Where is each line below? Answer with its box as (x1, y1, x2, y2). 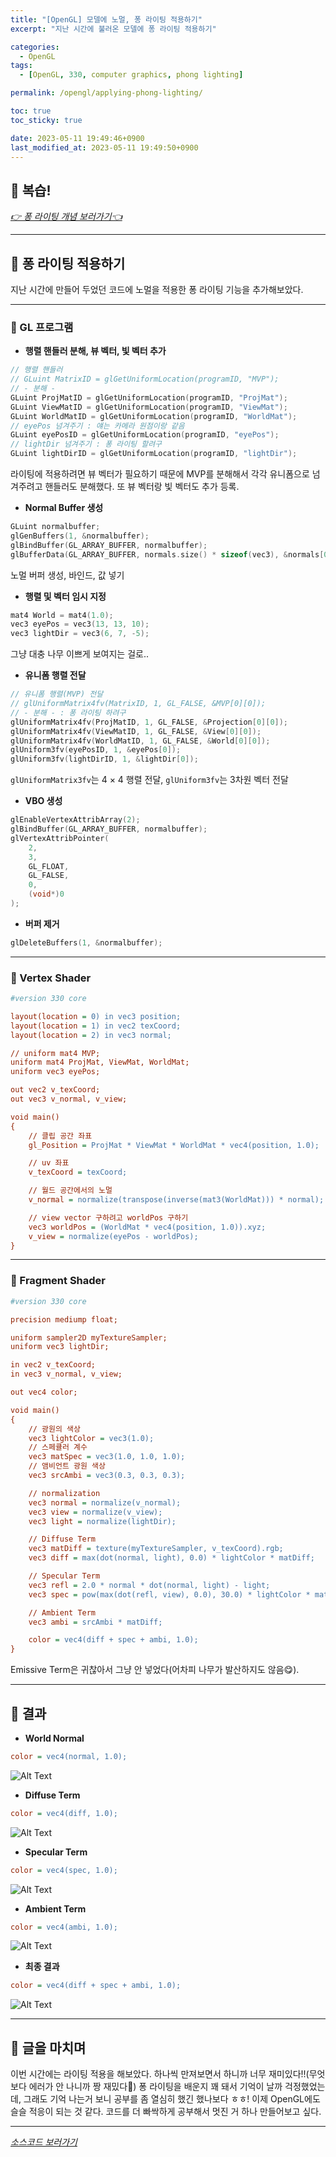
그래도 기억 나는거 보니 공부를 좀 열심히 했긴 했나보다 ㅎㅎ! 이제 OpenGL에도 (23, 2093, 321, 2105)
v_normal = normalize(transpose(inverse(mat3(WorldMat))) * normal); (28, 1195, 325, 1205)
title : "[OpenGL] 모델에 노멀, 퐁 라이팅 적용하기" (10, 14, 203, 25)
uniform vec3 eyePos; (10, 1067, 101, 1077)
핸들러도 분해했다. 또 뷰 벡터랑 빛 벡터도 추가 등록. (44, 481, 240, 493)
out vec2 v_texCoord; (10, 1085, 101, 1095)
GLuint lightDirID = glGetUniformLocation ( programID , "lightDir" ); (10, 449, 298, 459)
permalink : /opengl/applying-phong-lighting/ (10, 88, 203, 98)
